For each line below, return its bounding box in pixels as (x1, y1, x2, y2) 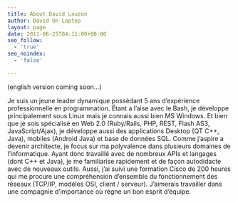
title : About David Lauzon (7, 10, 88, 18)
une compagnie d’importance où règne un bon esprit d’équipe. (7, 187, 191, 196)
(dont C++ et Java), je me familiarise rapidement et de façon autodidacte (7, 157, 222, 165)
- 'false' (14, 57, 43, 64)
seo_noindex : (7, 51, 46, 58)
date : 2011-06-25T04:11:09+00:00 (7, 30, 107, 38)
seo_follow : (7, 37, 43, 44)
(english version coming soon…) (7, 83, 102, 91)
